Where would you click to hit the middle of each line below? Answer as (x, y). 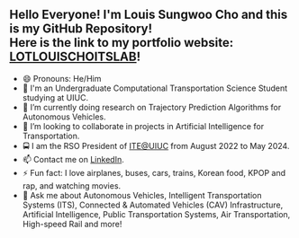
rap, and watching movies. (72, 185)
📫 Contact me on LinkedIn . (73, 159)
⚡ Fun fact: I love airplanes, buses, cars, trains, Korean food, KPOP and (154, 172)
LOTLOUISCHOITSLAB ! (75, 57)
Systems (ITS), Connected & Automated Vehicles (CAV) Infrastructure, (153, 205)
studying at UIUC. (55, 97)
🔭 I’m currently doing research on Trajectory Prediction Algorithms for (152, 107)
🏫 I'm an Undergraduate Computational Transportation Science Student (155, 88)
